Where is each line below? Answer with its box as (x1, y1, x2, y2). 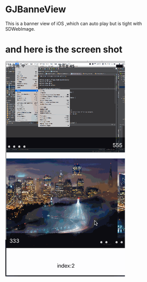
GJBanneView (5, 4, 66, 15)
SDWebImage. (5, 25, 36, 32)
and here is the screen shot (5, 44, 123, 56)
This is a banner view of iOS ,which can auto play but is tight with (5, 20, 142, 27)
